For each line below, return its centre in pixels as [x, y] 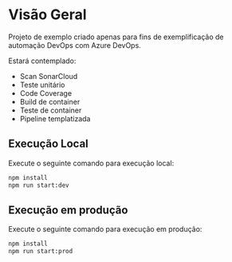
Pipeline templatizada [55, 118]
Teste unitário [42, 85]
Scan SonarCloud [49, 76]
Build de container [50, 101]
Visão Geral [47, 15]
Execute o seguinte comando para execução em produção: [105, 229]
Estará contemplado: [42, 61]
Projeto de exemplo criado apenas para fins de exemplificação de [116, 37]
